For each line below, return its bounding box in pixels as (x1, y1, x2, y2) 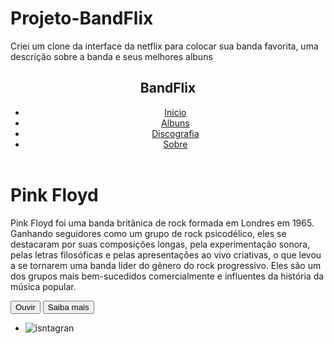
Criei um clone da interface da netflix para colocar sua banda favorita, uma (10, 40, 319, 52)
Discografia (151, 127, 200, 139)
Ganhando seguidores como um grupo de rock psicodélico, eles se (10, 227, 287, 239)
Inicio (164, 106, 187, 118)
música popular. (10, 280, 77, 292)
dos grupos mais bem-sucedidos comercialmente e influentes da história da (10, 270, 325, 282)
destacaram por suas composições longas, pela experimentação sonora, (10, 238, 311, 250)
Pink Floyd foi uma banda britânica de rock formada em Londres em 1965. (10, 217, 315, 229)
